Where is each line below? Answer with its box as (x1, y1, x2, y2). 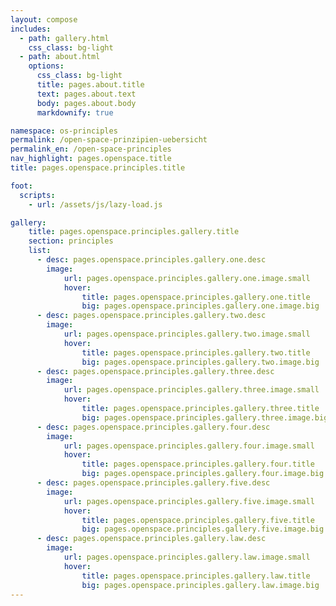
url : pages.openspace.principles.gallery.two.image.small (63, 329, 311, 339)
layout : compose (10, 14, 78, 25)
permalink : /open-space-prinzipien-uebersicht (10, 135, 208, 145)
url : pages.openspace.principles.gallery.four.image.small (63, 441, 315, 451)
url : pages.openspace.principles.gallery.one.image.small (63, 273, 311, 283)
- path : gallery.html (19, 33, 110, 43)
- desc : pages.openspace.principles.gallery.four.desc (36, 422, 271, 432)
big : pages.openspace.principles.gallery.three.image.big (81, 412, 329, 423)
